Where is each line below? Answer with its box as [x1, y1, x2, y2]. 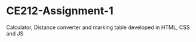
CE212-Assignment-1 [6, 4, 114, 18]
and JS [6, 30, 24, 37]
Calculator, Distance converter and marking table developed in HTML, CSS [6, 24, 190, 31]
